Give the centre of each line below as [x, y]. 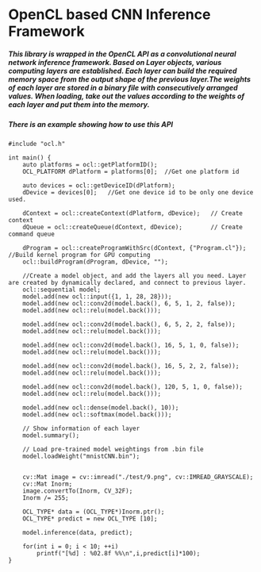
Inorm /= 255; [46, 497]
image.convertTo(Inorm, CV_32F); [78, 491]
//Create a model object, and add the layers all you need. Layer [134, 275]
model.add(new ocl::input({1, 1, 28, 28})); [97, 296]
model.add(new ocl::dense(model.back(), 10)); [101, 407]
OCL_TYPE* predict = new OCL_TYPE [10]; [90, 518]
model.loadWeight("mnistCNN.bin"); [81, 456]
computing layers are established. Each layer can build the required [123, 71]
